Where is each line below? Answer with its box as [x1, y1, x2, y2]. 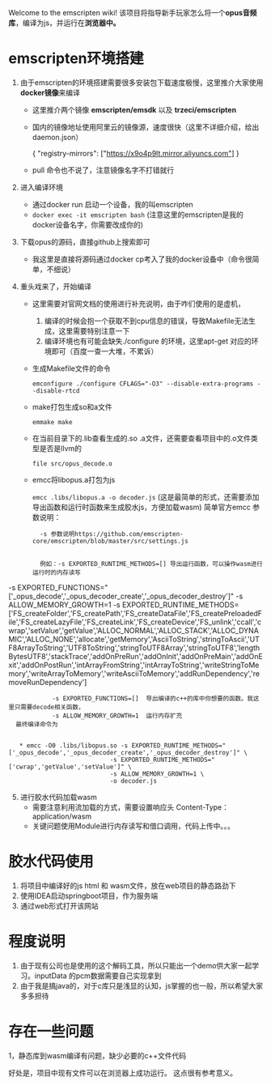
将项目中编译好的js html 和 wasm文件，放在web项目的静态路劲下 [19, 880, 236, 890]
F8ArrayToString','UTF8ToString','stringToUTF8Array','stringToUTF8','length [8, 643, 260, 653]
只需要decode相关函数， [14, 703, 85, 711]
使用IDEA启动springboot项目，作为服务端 [19, 891, 159, 900]
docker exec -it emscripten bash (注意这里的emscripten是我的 [32, 210, 244, 219]
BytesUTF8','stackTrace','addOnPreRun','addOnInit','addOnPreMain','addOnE [8, 651, 263, 661]
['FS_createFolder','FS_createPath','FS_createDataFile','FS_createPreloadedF [8, 608, 263, 618]
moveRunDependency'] [8, 677, 87, 687]
